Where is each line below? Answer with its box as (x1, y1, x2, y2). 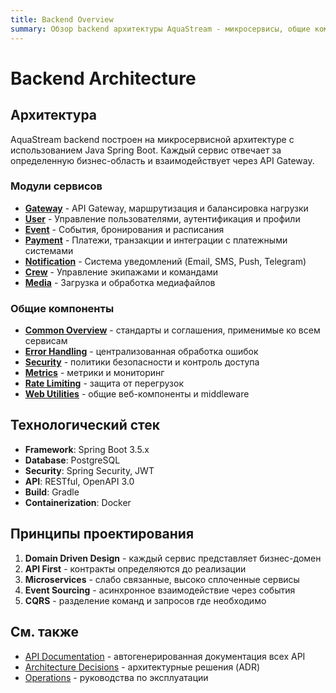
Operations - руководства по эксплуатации (24, 671, 209, 683)
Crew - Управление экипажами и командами (24, 266, 219, 278)
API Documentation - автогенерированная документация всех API (24, 650, 306, 662)
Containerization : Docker (24, 496, 132, 508)
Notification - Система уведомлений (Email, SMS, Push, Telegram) (24, 255, 307, 267)
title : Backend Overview (10, 14, 114, 25)
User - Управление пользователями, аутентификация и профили (24, 212, 301, 225)
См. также (10, 624, 80, 641)
